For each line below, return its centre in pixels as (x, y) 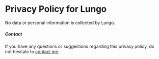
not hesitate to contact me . (32, 51)
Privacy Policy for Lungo (56, 9)
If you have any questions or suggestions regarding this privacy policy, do (80, 46)
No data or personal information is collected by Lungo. (60, 23)
